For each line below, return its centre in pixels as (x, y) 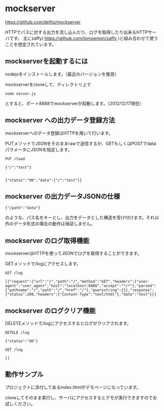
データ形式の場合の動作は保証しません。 (54, 224)
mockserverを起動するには (47, 61)
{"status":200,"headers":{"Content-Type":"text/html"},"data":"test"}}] (81, 295)
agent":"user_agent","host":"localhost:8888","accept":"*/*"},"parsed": (81, 286)
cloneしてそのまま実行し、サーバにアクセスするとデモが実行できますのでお (81, 397)
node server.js (21, 93)
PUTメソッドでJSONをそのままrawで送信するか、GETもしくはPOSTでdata (81, 143)
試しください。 (20, 404)
